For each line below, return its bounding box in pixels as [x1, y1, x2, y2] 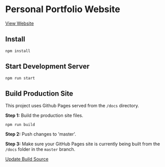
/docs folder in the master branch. [5, 146, 75, 152]
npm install [5, 48, 30, 54]
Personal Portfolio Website [5, 4, 120, 15]
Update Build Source [5, 156, 49, 162]
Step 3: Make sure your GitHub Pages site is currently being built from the [5, 141, 160, 147]
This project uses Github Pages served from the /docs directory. [5, 103, 140, 109]
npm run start [5, 75, 36, 80]
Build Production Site [5, 89, 74, 98]
